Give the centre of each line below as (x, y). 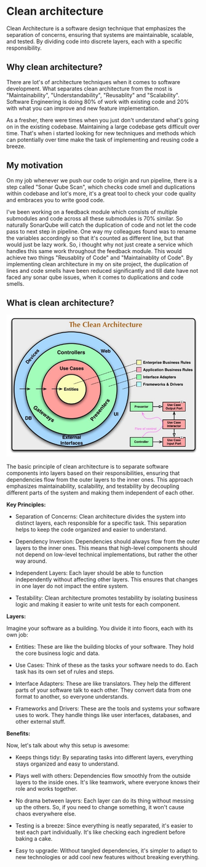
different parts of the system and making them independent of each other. (100, 492)
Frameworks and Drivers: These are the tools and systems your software (107, 708)
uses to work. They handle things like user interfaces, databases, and (103, 715)
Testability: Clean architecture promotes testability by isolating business (106, 598)
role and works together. (46, 788)
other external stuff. (40, 721)
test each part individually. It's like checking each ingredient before (100, 832)
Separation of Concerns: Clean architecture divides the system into (101, 516)
